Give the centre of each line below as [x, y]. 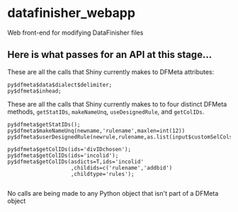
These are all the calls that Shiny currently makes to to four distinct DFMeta [117, 104]
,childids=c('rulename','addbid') [121, 167]
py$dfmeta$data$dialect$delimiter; [60, 85]
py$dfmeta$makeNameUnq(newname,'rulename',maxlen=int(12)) [96, 131]
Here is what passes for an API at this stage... [110, 55]
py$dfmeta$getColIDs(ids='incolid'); [63, 155]
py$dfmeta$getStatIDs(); [44, 124]
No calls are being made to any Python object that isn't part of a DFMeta [113, 193]
